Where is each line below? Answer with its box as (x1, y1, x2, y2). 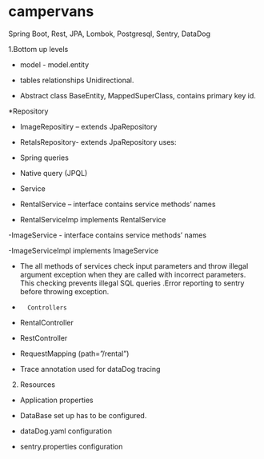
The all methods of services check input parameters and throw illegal (19, 261, 249, 270)
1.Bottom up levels (8, 44, 69, 54)
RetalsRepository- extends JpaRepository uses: (19, 137, 177, 146)
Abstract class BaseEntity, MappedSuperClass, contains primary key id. (19, 90, 256, 100)
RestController (19, 333, 68, 342)
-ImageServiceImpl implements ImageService (8, 245, 158, 255)
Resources (19, 379, 56, 389)
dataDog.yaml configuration (19, 426, 112, 436)
